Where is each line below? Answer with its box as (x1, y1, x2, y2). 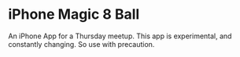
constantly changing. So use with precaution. (8, 39, 155, 48)
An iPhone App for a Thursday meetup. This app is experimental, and (8, 31, 232, 41)
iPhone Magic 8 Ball (8, 5, 140, 23)
